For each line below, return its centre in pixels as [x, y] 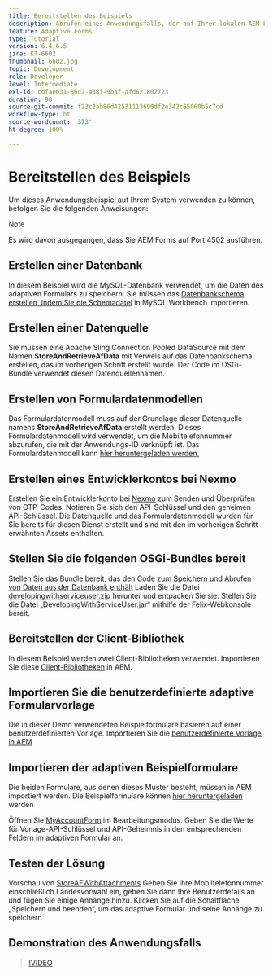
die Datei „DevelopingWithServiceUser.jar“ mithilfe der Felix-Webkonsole [130, 604]
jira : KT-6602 [32, 54]
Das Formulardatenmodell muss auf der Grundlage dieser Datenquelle [126, 419]
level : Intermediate [43, 84]
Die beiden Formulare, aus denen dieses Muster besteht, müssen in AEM [130, 788]
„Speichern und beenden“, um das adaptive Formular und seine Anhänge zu [135, 909]
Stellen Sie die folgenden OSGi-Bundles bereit [127, 559]
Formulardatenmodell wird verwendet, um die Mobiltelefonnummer [120, 436]
